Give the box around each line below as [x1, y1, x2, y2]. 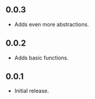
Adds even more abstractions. [14, 20, 90, 28]
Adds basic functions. [14, 54, 69, 61]
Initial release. [14, 87, 49, 95]
